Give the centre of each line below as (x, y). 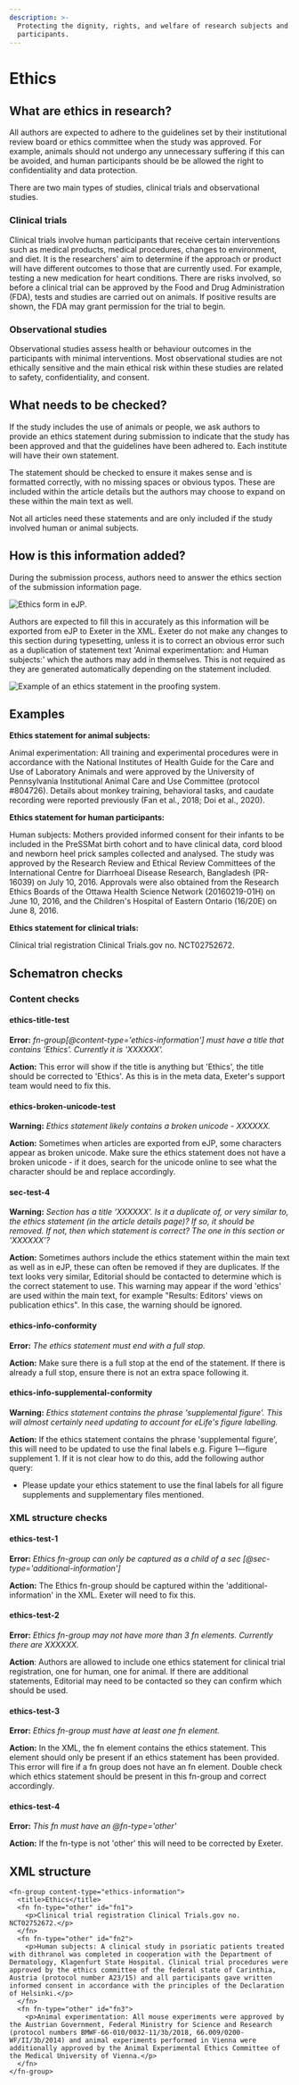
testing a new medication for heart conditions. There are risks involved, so (145, 278)
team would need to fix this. (60, 1085)
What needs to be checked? (88, 406)
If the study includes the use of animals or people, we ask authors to (135, 427)
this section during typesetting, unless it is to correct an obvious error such (147, 640)
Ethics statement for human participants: (87, 818)
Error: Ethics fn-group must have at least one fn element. (115, 1731)
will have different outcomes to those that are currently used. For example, (146, 268)
